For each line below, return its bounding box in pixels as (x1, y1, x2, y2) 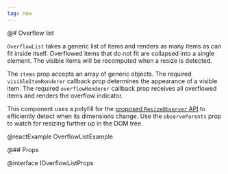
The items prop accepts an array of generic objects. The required (7, 70, 192, 78)
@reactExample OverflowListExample (7, 132, 114, 141)
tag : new (7, 10, 32, 17)
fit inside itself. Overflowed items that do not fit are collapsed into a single (7, 49, 214, 57)
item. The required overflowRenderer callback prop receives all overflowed (7, 84, 217, 92)
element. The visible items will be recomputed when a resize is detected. (7, 56, 212, 65)
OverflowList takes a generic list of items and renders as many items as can (7, 42, 222, 50)
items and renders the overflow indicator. (7, 91, 123, 100)
